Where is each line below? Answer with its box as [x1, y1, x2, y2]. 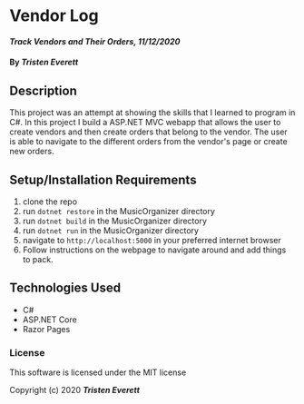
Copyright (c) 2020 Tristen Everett [9, 385, 141, 396]
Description [9, 83, 77, 98]
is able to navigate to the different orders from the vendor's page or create [9, 136, 288, 147]
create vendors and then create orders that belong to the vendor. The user [9, 126, 288, 137]
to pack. [22, 254, 54, 264]
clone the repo [22, 196, 78, 207]
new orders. [9, 146, 54, 157]
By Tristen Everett [9, 56, 79, 68]
